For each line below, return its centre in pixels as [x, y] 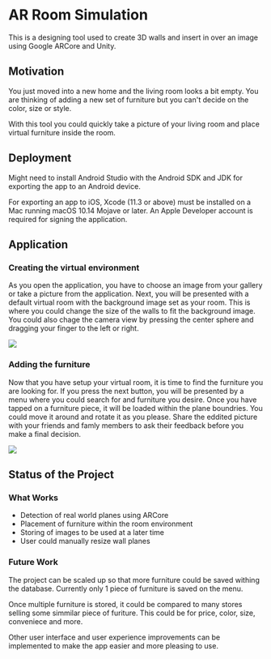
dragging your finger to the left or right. [74, 328]
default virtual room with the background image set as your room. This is [129, 302]
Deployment [40, 158]
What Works [34, 498]
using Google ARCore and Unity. [62, 45]
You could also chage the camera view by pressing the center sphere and [131, 320]
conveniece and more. [46, 621]
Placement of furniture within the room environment [106, 524]
